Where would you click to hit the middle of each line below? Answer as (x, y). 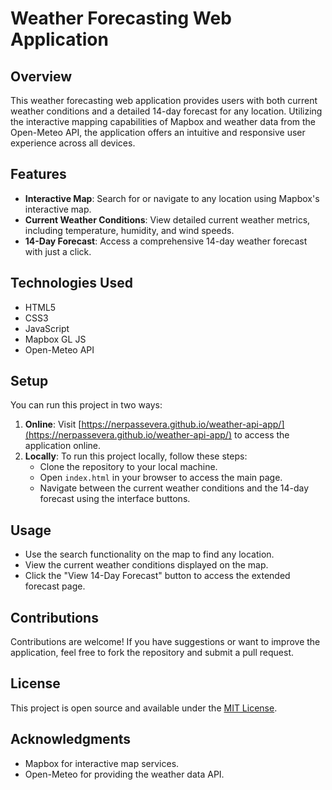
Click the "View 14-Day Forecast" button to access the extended (157, 576)
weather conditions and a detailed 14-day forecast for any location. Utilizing (166, 111)
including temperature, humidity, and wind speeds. (129, 230)
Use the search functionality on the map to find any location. (149, 554)
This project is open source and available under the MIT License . (144, 708)
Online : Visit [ (53, 424)
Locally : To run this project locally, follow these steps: (136, 456)
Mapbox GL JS (55, 339)
